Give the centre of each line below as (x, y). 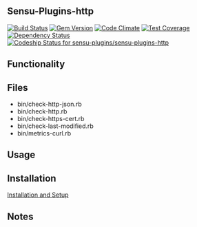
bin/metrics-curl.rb (44, 133)
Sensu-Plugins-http (51, 11)
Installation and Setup (38, 195)
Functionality (36, 64)
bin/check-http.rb (42, 111)
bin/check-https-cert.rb (51, 119)
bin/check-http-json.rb (49, 104)
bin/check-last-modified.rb (55, 126)
